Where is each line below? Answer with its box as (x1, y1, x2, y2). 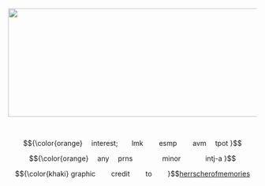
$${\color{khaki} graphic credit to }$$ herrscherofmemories (14, 169, 251, 178)
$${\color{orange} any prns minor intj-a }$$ (28, 154, 237, 163)
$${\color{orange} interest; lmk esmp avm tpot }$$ (23, 139, 242, 147)
